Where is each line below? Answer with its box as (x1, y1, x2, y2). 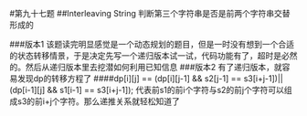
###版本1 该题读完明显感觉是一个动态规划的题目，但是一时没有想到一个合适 (9, 39, 295, 49)
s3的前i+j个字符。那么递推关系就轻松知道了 (16, 96, 181, 107)
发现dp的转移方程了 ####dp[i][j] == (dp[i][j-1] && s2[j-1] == (16, 73, 242, 84)
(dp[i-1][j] (9, 85, 46, 95)
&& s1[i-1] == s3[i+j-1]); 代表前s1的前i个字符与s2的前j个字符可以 (47, 85, 285, 95)
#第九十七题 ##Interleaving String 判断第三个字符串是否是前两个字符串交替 (9, 8, 291, 18)
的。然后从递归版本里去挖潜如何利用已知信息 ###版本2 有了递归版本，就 (9, 62, 283, 72)
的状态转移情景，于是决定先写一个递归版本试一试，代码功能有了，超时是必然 (9, 50, 298, 61)
